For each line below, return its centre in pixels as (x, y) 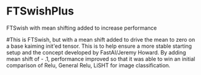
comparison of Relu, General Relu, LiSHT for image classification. (89, 65)
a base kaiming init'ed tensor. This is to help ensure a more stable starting (99, 46)
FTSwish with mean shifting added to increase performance (82, 28)
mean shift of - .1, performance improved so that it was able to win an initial (101, 59)
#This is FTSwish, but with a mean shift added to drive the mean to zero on (101, 39)
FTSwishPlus (40, 11)
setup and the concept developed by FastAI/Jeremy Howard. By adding (96, 52)
